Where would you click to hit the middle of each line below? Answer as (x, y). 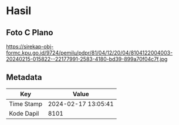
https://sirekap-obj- (30, 46)
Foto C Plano (30, 33)
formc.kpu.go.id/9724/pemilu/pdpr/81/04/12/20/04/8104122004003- (89, 53)
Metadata (24, 77)
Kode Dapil (24, 113)
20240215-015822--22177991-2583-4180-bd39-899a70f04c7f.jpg (87, 59)
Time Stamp (26, 104)
